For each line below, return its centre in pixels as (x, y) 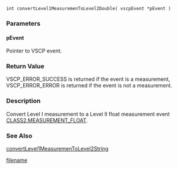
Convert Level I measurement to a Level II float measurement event (88, 114)
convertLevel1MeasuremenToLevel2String (57, 149)
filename (17, 160)
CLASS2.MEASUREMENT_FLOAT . (47, 120)
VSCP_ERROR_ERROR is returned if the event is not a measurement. (89, 86)
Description (23, 101)
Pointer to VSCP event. (34, 51)
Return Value (25, 67)
